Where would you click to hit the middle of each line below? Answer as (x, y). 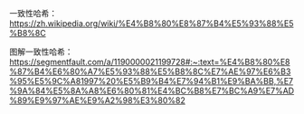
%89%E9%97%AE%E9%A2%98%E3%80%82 (97, 100)
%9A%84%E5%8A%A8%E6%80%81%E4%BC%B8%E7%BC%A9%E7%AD (152, 90)
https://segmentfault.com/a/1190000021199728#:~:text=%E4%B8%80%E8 (150, 62)
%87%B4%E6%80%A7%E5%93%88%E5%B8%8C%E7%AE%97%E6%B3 (150, 71)
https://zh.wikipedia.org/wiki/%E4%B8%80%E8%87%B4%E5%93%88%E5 (152, 24)
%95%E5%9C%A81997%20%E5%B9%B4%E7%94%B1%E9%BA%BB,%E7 (152, 81)
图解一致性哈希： (41, 52)
